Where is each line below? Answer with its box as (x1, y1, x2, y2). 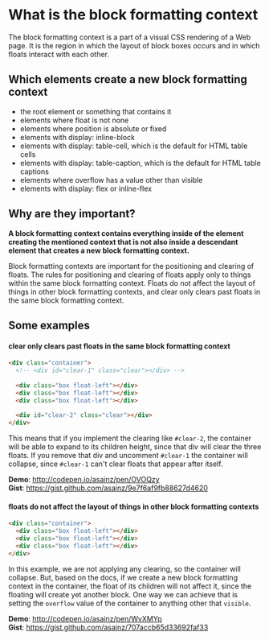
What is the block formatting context (8, 6, 259, 24)
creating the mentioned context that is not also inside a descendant (8, 237, 238, 246)
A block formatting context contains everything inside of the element (8, 228, 244, 238)
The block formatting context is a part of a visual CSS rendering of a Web (8, 32, 251, 42)
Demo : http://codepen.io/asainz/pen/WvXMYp (8, 613, 162, 623)
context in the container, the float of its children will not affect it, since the (8, 581, 252, 591)
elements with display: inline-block (19, 132, 135, 142)
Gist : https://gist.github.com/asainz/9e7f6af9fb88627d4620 (8, 483, 209, 493)
